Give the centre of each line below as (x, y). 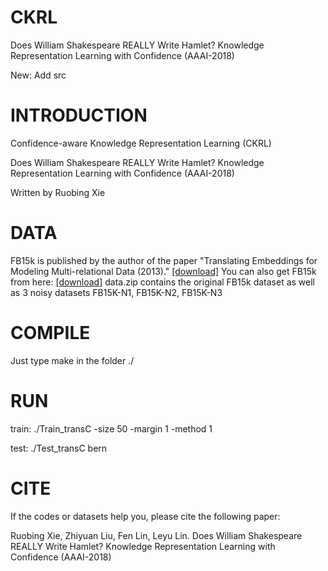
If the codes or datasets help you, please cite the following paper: (145, 516)
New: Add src (38, 75)
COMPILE (50, 333)
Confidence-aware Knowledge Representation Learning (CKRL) (141, 143)
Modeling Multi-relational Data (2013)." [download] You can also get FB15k (163, 271)
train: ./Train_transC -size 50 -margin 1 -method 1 (111, 428)
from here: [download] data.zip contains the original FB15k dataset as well (162, 282)
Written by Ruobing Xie (58, 192)
